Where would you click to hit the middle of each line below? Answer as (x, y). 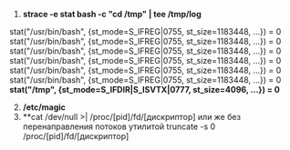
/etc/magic (44, 107)
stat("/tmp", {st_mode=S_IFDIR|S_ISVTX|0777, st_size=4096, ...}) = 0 (145, 90)
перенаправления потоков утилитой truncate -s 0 (119, 126)
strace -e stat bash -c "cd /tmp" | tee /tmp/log (112, 14)
